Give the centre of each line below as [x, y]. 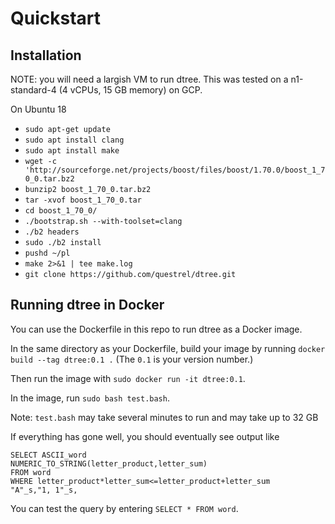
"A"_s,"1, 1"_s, [44, 490]
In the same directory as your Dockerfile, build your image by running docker [168, 348]
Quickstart [56, 18]
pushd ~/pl [47, 253]
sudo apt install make [72, 151]
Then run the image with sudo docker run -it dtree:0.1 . [128, 378]
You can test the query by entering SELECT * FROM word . [124, 508]
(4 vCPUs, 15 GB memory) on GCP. [130, 90]
